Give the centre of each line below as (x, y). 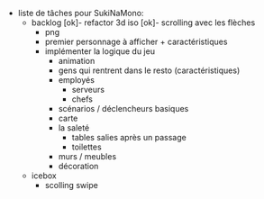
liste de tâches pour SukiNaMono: (81, 13)
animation (77, 61)
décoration (78, 166)
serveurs (88, 90)
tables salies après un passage (129, 137)
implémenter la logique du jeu (100, 51)
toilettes (86, 147)
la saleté (74, 128)
